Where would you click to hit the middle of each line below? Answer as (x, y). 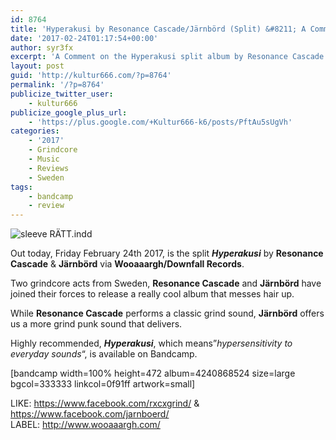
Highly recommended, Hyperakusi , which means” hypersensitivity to (151, 343)
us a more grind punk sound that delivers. (96, 324)
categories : (35, 131)
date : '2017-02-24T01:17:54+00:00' (84, 38)
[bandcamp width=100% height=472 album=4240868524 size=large (153, 373)
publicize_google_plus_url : (69, 112)
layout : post (37, 66)
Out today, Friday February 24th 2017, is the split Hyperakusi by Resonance (167, 253)
